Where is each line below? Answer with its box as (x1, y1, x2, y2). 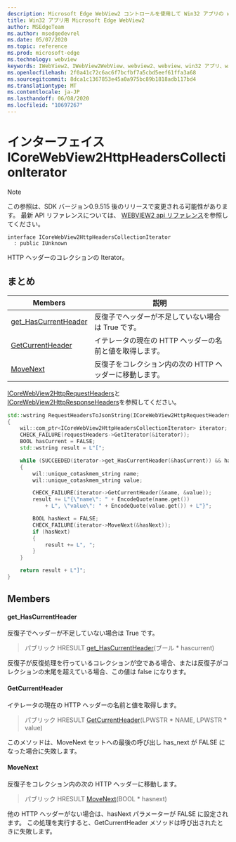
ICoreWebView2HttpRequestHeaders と (7, 389, 121, 397)
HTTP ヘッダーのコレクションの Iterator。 (7, 253, 129, 261)
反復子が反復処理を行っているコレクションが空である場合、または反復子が (7, 659, 223, 667)
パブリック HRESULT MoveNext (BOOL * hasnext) (24, 794, 167, 803)
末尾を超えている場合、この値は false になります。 (44, 668, 190, 676)
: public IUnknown (13, 239, 68, 246)
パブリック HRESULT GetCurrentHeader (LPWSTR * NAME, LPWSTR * (24, 716, 227, 724)
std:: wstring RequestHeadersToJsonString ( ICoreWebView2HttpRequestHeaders (7, 412, 231, 419)
